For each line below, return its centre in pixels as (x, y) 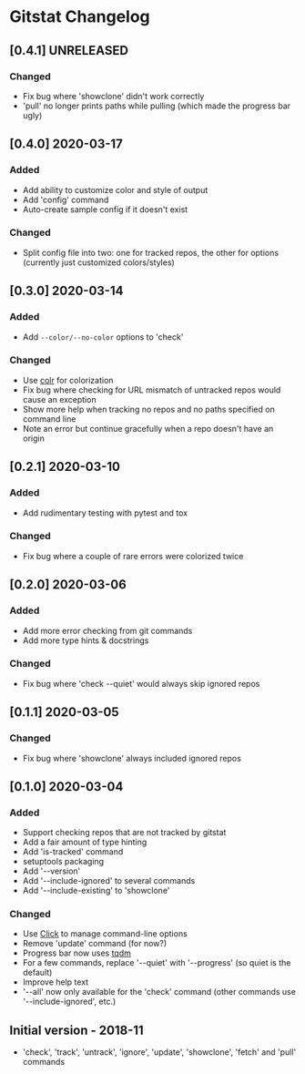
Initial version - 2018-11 (76, 1030)
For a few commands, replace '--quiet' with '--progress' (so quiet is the (157, 963)
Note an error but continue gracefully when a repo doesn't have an (148, 428)
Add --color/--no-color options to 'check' (103, 337)
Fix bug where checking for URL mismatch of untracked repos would (152, 390)
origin (34, 438)
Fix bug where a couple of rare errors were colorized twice (133, 556)
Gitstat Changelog (80, 17)
